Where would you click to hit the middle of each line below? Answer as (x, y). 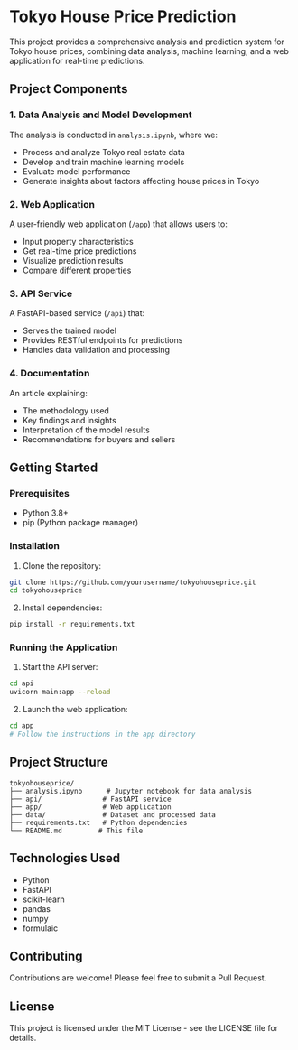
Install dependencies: (62, 608)
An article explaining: (48, 393)
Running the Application (64, 647)
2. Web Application (52, 204)
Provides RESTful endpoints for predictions (102, 340)
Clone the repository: (62, 565)
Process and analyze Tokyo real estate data (103, 152)
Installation (35, 546)
